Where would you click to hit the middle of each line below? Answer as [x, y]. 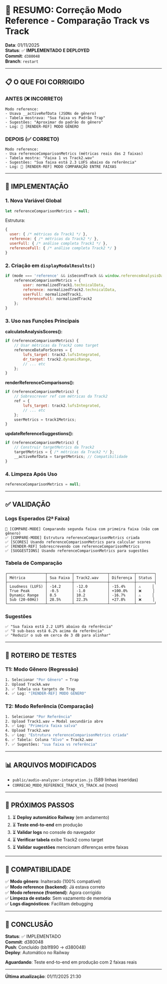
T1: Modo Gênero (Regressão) [42, 669]
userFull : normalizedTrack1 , [53, 294]
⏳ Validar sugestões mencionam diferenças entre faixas [70, 847]
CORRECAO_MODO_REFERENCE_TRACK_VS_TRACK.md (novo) [65, 785]
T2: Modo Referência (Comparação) [49, 707]
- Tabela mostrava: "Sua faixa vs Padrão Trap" [55, 118]
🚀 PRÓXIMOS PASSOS [40, 805]
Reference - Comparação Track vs [78, 21]
